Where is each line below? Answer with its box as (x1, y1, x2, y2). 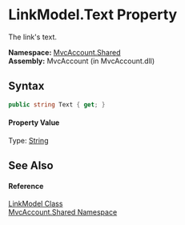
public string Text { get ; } (8, 100, 106, 109)
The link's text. (8, 32, 58, 42)
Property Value (8, 118, 60, 127)
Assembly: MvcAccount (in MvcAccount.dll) (8, 56, 155, 66)
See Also (8, 159, 54, 173)
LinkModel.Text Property (8, 6, 178, 24)
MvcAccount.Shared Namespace (8, 207, 118, 217)
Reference (8, 181, 44, 191)
